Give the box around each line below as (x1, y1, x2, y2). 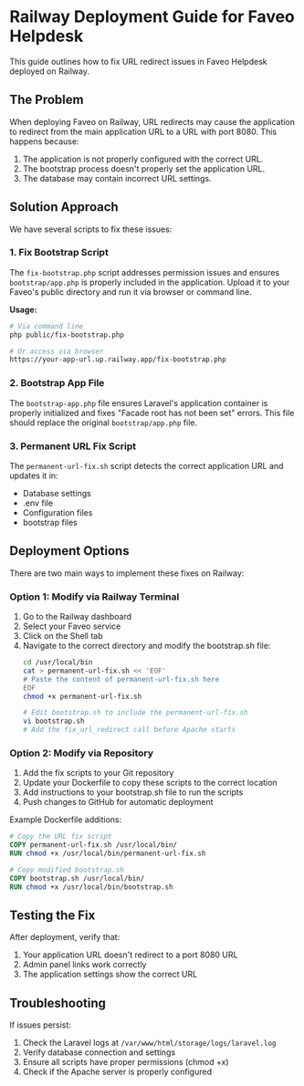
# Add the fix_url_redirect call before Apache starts (22, 726, 236, 735)
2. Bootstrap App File (9, 377, 105, 390)
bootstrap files (22, 517, 78, 527)
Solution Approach (9, 199, 119, 215)
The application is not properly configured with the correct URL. (22, 153, 264, 164)
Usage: (9, 304, 38, 315)
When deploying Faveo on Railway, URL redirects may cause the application (9, 116, 295, 127)
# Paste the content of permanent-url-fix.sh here (22, 674, 220, 684)
